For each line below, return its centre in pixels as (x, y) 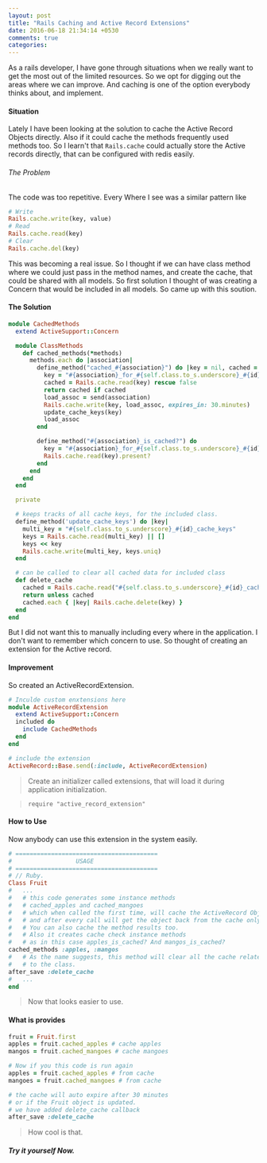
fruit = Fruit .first (43, 1037)
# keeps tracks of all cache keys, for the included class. (117, 514)
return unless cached (58, 595)
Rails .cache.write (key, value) (60, 219)
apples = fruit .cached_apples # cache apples (85, 1044)
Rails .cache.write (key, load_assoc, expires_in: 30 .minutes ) (147, 405)
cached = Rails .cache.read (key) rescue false (120, 383)
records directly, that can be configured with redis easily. (101, 154)
